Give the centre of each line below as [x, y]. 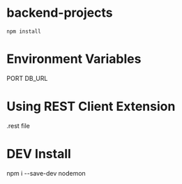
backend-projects [60, 13]
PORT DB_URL [27, 78]
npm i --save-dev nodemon [46, 173]
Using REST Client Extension [91, 107]
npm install [24, 31]
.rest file [18, 125]
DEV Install [39, 154]
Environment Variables [74, 59]
